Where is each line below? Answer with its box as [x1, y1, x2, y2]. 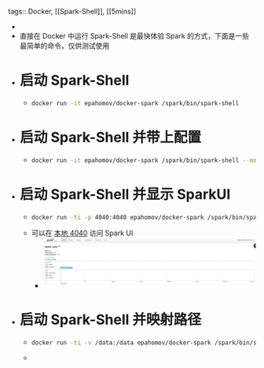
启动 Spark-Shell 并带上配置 [19, 129, 202, 146]
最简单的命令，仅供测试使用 [19, 41, 110, 50]
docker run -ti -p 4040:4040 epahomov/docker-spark [31, 213, 204, 221]
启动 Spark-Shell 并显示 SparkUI [19, 185, 231, 203]
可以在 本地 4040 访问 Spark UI [31, 228, 134, 238]
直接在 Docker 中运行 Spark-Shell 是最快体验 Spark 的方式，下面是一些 [19, 31, 250, 40]
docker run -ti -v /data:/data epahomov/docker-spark [31, 339, 211, 347]
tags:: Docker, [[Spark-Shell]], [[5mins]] [8, 7, 137, 16]
